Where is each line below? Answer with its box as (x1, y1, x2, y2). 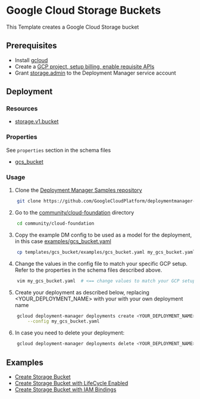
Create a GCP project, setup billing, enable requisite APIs (14, 63, 155, 70)
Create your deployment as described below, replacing (14, 288, 150, 296)
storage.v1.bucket (14, 118, 59, 125)
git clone (17, 198, 42, 204)
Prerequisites (6, 41, 57, 51)
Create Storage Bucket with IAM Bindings (14, 386, 117, 393)
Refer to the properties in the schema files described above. (14, 266, 162, 274)
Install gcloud (14, 56, 48, 63)
